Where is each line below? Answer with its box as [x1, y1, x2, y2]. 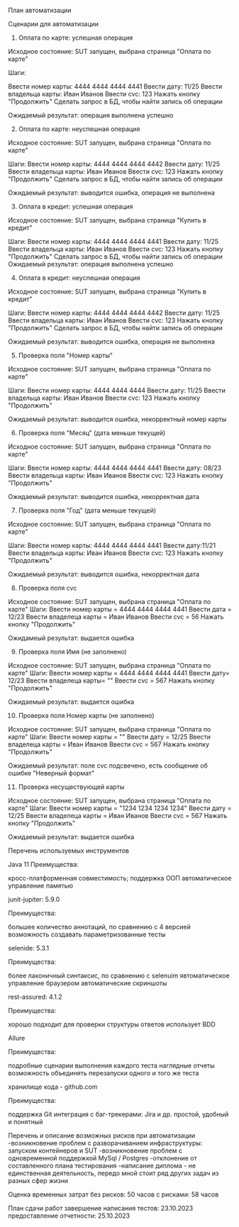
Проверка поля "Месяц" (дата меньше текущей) [18, 429, 166, 437]
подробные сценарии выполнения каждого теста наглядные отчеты [8, 1061, 215, 1070]
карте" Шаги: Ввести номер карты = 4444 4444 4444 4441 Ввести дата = [8, 605, 233, 613]
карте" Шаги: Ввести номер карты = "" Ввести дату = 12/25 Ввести [8, 733, 211, 741]
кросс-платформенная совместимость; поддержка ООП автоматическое [8, 874, 232, 882]
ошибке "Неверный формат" [8, 769, 95, 777]
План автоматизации [8, 6, 72, 14]
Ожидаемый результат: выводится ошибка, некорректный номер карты [8, 415, 227, 423]
